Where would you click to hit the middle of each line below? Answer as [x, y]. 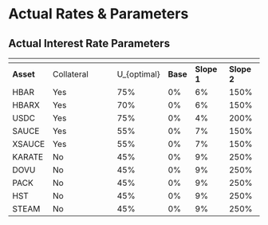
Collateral [71, 74]
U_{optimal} [139, 74]
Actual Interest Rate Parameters [89, 43]
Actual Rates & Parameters [99, 14]
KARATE [28, 157]
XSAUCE [29, 144]
